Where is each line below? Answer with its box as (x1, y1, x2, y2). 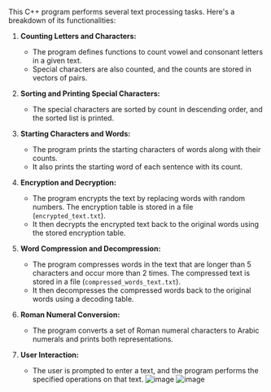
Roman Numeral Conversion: (20, 310, 120, 320)
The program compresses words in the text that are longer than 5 (32, 259, 251, 269)
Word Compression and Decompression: (20, 244, 161, 253)
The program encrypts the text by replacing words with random (32, 194, 246, 203)
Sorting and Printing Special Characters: (20, 89, 160, 98)
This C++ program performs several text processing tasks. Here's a (8, 7, 235, 16)
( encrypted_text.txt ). (32, 211, 106, 220)
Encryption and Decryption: (20, 178, 116, 187)
